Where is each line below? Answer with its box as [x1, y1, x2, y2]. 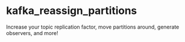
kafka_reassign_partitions [6, 4, 137, 17]
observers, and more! [6, 29, 58, 36]
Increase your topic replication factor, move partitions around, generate [6, 23, 180, 30]
